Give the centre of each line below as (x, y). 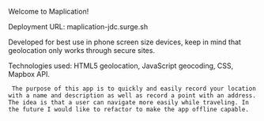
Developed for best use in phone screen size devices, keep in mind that (124, 42)
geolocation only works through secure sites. (82, 50)
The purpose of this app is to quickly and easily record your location (134, 89)
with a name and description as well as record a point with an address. (132, 96)
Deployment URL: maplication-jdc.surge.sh (78, 26)
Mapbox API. (29, 74)
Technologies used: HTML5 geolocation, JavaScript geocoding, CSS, (121, 66)
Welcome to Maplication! (49, 11)
